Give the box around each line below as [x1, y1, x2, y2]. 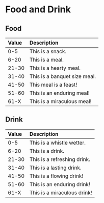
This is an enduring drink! [29, 180, 90, 188]
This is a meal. [29, 56, 64, 63]
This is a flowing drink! [29, 172, 84, 179]
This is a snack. [29, 48, 67, 55]
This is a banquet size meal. [29, 73, 96, 80]
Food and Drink [5, 4, 71, 15]
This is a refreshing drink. [29, 155, 90, 163]
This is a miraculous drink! [29, 189, 93, 196]
